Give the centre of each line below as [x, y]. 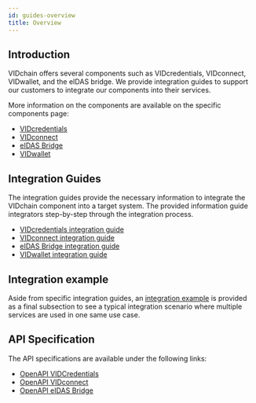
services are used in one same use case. [74, 314]
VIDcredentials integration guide [71, 229]
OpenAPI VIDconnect [54, 382]
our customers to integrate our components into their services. [110, 90]
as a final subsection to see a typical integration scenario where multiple [125, 306]
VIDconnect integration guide [67, 238]
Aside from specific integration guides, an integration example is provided [128, 298]
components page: [38, 114]
